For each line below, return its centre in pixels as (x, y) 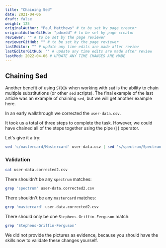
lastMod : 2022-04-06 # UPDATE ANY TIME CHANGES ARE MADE (65, 56)
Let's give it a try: (23, 138)
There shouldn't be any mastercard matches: (51, 198)
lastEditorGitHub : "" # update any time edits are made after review (79, 51)
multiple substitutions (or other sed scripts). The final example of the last (79, 93)
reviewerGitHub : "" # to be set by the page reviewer (62, 42)
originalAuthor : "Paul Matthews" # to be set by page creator (71, 28)
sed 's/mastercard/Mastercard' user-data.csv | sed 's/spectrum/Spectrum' (84, 147)
